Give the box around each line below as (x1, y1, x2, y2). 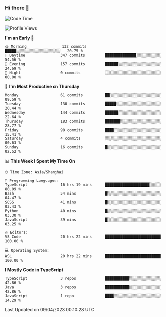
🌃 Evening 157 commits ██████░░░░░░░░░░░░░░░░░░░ (5, 62, 161, 67)
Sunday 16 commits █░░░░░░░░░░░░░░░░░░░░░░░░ (5, 145, 161, 150)
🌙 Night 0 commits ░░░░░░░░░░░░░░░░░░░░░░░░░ (5, 70, 161, 76)
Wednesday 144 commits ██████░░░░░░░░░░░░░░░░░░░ (5, 110, 161, 115)
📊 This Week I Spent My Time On (5, 158, 75, 164)
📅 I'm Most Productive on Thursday (5, 84, 80, 90)
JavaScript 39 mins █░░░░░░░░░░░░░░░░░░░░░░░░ (5, 217, 161, 222)
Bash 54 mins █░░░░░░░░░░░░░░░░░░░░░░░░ (5, 191, 161, 196)
